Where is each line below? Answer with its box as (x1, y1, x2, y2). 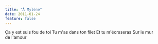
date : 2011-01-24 (5, 12, 40, 16)
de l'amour (5, 34, 27, 40)
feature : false (5, 16, 36, 21)
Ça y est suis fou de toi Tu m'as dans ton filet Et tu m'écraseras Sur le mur (5, 29, 154, 35)
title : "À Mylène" (5, 7, 42, 12)
